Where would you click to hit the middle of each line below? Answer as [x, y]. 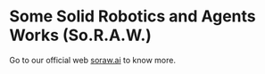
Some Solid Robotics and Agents [132, 16]
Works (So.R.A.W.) [80, 35]
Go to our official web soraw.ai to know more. [93, 60]
